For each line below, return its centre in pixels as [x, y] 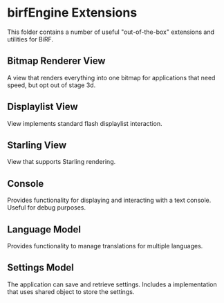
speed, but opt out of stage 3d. [52, 85]
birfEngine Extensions [72, 13]
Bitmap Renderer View [56, 61]
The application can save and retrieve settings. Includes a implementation [112, 284]
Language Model [44, 229]
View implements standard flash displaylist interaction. [85, 123]
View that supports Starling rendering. [62, 162]
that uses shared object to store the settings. [71, 291]
